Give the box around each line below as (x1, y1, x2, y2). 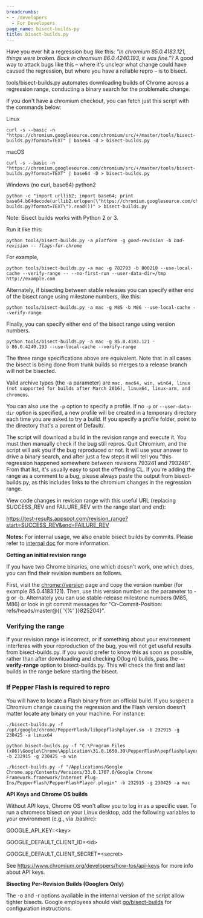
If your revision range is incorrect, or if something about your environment (6, 636, 190, 643)
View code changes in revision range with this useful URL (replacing (6, 497, 176, 504)
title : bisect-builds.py (6, 31, 69, 38)
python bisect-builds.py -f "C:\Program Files (6, 742, 126, 748)
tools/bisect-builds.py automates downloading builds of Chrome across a (6, 79, 189, 87)
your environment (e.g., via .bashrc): (6, 815, 97, 822)
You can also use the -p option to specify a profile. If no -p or (6, 403, 158, 410)
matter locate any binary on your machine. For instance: (6, 710, 146, 717)
